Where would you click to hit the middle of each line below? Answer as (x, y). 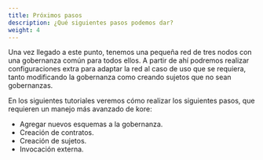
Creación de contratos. (57, 133)
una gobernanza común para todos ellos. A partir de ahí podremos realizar (129, 60)
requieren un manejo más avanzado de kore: (80, 109)
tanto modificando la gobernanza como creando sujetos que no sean (120, 77)
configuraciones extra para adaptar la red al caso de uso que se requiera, (127, 69)
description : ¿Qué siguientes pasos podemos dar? (91, 23)
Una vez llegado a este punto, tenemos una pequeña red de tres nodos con (130, 53)
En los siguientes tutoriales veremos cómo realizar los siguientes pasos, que (131, 101)
